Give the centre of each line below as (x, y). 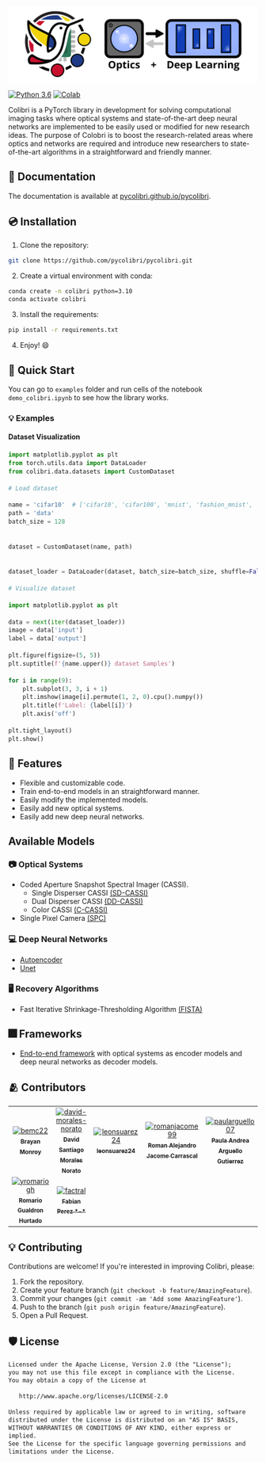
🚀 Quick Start (42, 370)
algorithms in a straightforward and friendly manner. (127, 152)
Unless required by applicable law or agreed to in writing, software (127, 1412)
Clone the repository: (54, 245)
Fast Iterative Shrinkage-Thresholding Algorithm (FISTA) (111, 1009)
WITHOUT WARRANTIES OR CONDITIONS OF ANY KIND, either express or (120, 1428)
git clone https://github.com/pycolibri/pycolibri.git (101, 260)
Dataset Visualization (44, 437)
